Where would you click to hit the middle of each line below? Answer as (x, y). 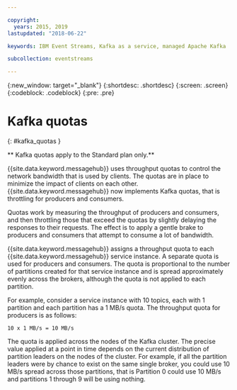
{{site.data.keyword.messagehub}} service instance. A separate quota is (113, 257)
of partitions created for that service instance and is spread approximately (116, 272)
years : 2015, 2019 (41, 27)
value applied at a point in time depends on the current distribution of (108, 349)
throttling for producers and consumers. (66, 199)
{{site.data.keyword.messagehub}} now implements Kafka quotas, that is (114, 191)
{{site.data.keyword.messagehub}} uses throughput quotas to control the (114, 169)
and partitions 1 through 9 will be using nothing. (77, 379)
